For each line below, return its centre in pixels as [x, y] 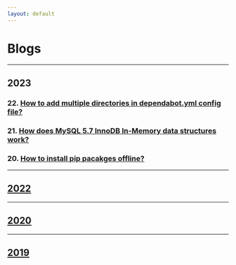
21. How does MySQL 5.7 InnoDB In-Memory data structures [112, 131]
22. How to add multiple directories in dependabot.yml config [114, 103]
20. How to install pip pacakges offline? [76, 158]
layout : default [31, 14]
